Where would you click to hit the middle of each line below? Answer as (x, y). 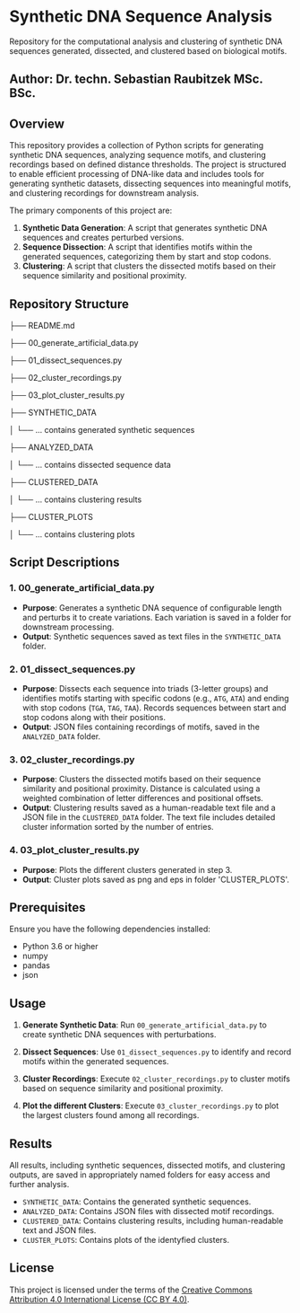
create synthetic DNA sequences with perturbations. (119, 1035)
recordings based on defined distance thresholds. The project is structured (148, 164)
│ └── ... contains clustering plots (73, 534)
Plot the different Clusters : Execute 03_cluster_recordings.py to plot (150, 1106)
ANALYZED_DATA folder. (61, 736)
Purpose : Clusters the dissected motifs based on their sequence (141, 780)
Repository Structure (69, 304)
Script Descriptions (64, 563)
